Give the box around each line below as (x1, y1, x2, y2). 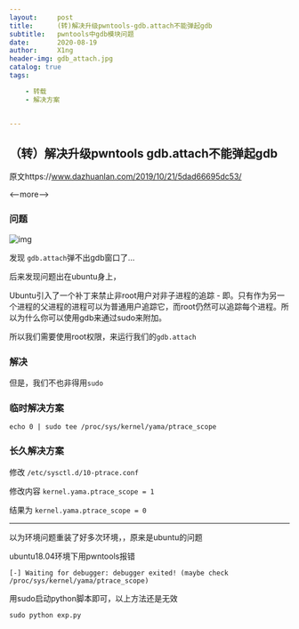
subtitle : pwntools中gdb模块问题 (9, 29, 135, 38)
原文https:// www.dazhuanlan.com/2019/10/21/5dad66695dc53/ (9, 171, 242, 182)
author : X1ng (9, 46, 74, 55)
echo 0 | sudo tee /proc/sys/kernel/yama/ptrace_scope (9, 423, 217, 431)
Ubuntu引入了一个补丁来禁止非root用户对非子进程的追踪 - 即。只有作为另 (9, 290, 278, 301)
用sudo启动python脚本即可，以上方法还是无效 (9, 593, 178, 603)
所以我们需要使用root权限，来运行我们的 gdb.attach (9, 331, 197, 342)
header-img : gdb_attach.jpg (9, 54, 114, 63)
